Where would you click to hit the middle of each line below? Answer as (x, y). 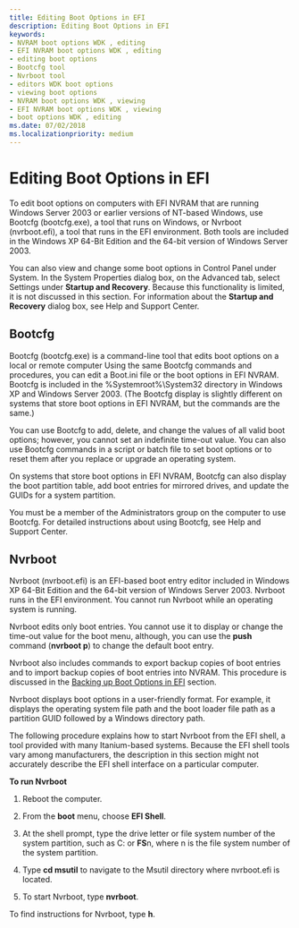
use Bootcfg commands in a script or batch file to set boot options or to (141, 449)
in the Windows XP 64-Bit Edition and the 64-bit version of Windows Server (149, 241)
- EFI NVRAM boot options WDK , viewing (86, 109)
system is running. (43, 609)
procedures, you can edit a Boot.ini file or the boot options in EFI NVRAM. (144, 375)
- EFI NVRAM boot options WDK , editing (86, 51)
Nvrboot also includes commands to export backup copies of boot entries (145, 663)
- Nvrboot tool (37, 76)
